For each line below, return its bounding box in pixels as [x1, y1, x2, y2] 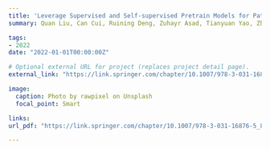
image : [8, 85, 31, 93]
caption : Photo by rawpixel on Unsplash [15, 92, 153, 100]
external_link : [8, 70, 59, 79]
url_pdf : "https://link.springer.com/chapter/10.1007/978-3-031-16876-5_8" [8, 122, 268, 130]
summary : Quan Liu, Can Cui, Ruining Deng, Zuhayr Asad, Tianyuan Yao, [8, 19, 253, 27]
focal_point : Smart [15, 99, 81, 108]
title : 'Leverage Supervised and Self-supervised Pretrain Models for [8, 11, 250, 20]
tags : [8, 34, 27, 42]
